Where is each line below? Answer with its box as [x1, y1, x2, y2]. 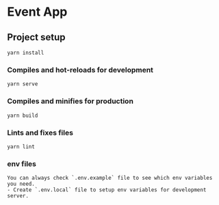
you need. [7, 180, 36, 188]
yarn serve [7, 81, 38, 87]
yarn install [7, 49, 44, 56]
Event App [7, 4, 68, 20]
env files [7, 159, 36, 168]
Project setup [7, 31, 66, 43]
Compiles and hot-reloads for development [7, 65, 154, 74]
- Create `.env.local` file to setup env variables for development [7, 187, 207, 193]
